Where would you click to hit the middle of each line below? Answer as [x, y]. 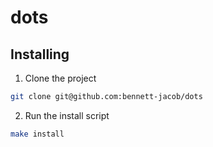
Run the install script [67, 115]
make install [37, 134]
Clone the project [60, 78]
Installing [40, 54]
